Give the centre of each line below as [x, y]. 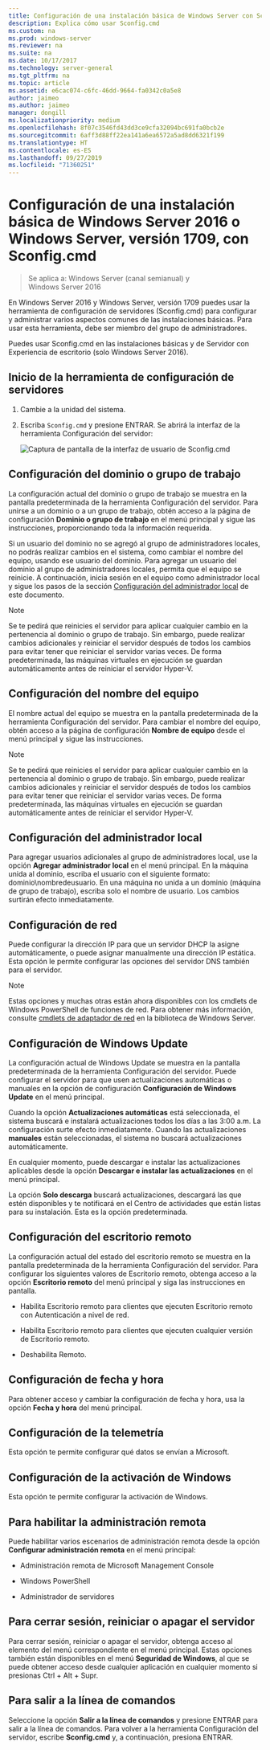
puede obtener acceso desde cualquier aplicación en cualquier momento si [133, 1666]
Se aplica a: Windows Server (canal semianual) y [109, 279]
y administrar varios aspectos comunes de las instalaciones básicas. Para [131, 320]
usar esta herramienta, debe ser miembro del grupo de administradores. [128, 328]
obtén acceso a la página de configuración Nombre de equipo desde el [127, 730]
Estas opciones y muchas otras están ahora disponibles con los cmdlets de [133, 1001]
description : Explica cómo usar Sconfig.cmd [84, 23]
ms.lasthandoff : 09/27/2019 [55, 157]
